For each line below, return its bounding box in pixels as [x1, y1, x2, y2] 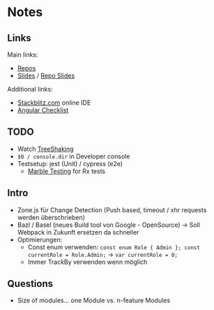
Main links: [7, 50, 38, 59]
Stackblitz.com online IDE [17, 98, 91, 107]
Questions [7, 278, 54, 290]
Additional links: [7, 85, 54, 93]
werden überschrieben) [17, 213, 86, 221]
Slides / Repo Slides [17, 71, 75, 80]
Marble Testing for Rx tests [27, 167, 106, 175]
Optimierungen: [17, 235, 63, 244]
